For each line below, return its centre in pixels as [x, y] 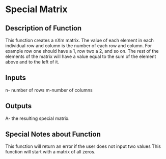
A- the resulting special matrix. [37, 118]
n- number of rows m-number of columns [49, 90]
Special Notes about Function [53, 134]
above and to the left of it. [32, 62]
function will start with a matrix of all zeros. [50, 152]
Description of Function [44, 28]
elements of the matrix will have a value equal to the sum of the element [81, 56]
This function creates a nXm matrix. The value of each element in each [80, 40]
